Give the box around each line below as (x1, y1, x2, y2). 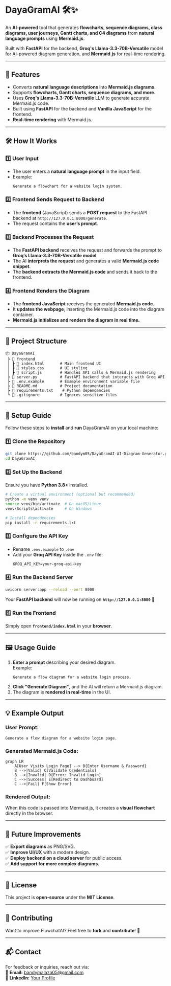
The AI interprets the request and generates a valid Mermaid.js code (12, 258, 159, 264)
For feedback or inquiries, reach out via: (5, 963, 89, 970)
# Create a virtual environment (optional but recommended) (5, 492, 136, 497)
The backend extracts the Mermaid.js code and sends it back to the (12, 269, 158, 275)
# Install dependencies (5, 515, 56, 521)
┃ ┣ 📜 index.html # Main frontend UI (7, 361, 101, 366)
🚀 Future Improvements (5, 830, 81, 839)
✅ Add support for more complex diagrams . (5, 861, 99, 867)
